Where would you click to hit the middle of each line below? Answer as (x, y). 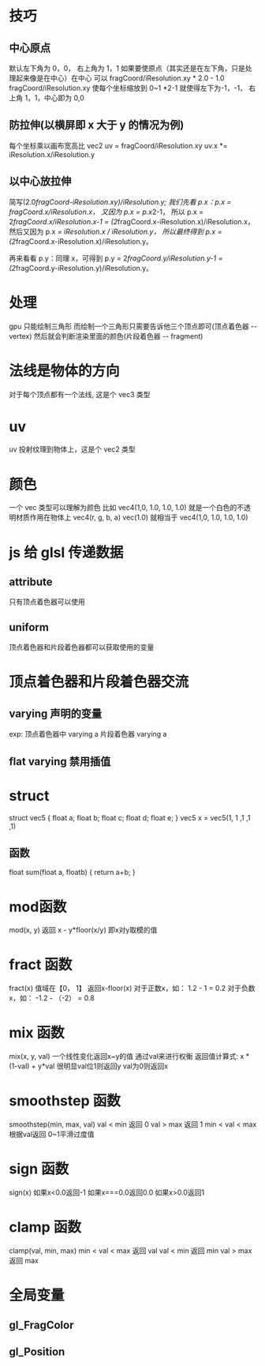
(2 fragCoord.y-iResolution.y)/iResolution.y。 (81, 268)
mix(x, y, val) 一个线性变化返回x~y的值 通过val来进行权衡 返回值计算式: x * (129, 1056)
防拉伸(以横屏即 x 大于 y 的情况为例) (97, 125)
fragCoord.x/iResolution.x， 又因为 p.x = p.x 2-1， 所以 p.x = (106, 212)
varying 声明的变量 (56, 713)
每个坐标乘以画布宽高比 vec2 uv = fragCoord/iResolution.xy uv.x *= (118, 145)
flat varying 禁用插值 (60, 762)
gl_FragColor (41, 1325)
